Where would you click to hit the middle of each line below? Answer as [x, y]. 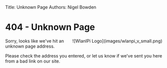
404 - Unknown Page [50, 27]
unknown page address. [30, 46]
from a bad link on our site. [33, 61]
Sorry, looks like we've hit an [35, 41]
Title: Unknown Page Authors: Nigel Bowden [51, 7]
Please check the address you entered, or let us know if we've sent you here [84, 56]
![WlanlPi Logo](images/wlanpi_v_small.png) [117, 41]
